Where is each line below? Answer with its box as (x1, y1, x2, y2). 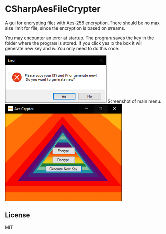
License (5, 211, 30, 220)
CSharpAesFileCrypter (5, 3, 101, 15)
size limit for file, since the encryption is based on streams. (5, 25, 125, 31)
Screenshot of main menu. (107, 98, 162, 104)
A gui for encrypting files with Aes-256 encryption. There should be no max (5, 20, 160, 26)
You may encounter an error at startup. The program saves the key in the (5, 35, 154, 41)
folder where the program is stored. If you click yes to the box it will (5, 40, 143, 46)
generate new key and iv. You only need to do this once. (5, 45, 120, 51)
